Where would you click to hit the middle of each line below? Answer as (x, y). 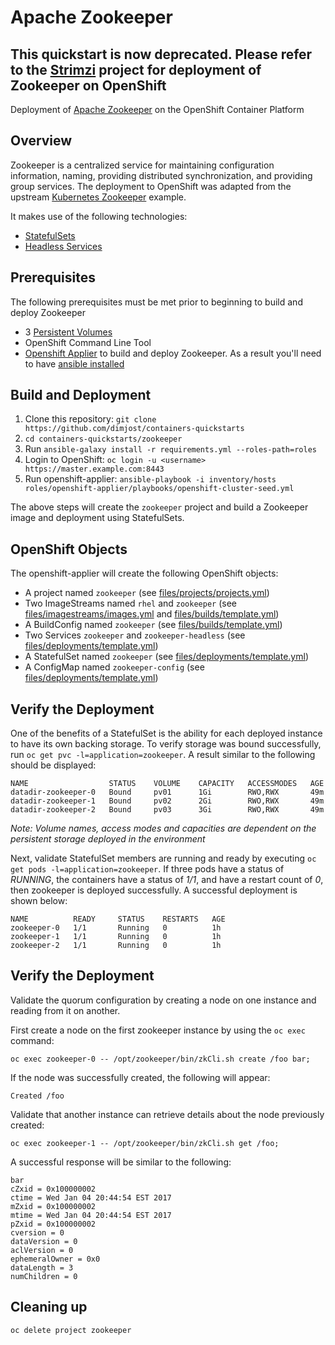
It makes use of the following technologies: (99, 216)
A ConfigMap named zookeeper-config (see (114, 667)
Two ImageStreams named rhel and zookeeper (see (130, 603)
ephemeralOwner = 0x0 (55, 1259)
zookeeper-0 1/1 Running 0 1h (116, 928)
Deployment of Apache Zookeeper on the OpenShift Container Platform (157, 109)
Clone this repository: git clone (90, 419)
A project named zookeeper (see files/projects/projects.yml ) (147, 593)
